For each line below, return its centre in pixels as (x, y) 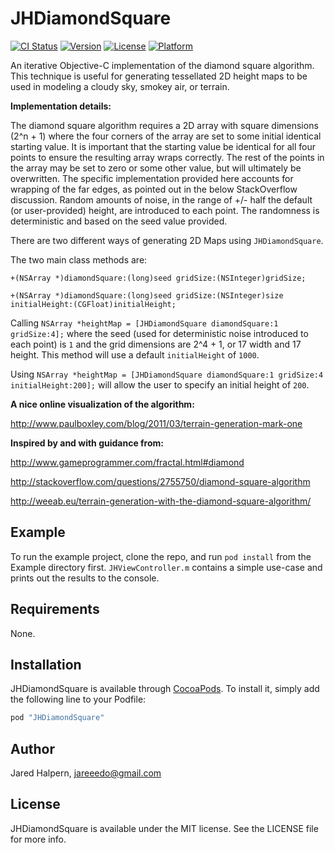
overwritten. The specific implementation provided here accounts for (152, 178)
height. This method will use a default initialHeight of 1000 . (135, 354)
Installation (46, 664)
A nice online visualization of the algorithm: (102, 404)
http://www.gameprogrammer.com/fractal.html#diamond (127, 462)
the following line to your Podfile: (78, 699)
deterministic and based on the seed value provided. (119, 221)
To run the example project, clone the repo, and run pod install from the (161, 556)
